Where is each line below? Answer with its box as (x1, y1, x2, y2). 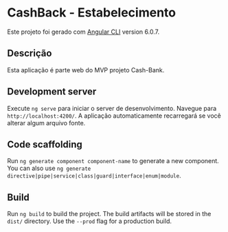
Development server (7, 86, 97, 98)
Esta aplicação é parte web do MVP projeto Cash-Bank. (7, 65, 165, 74)
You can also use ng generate (7, 164, 91, 173)
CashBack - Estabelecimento (7, 5, 176, 21)
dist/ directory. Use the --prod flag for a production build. (7, 217, 172, 225)
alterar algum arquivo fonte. (7, 118, 86, 127)
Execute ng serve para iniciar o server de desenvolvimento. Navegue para (7, 104, 217, 112)
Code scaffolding (7, 138, 82, 150)
